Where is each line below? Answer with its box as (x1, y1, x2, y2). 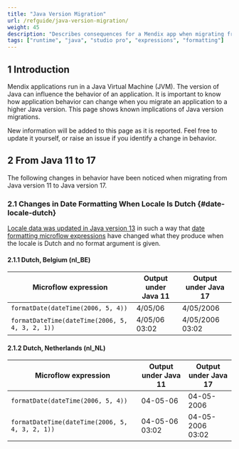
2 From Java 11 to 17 (7, 155, 96, 167)
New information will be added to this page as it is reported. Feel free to (7, 126, 218, 135)
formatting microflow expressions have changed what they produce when (7, 232, 224, 240)
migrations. (7, 112, 41, 121)
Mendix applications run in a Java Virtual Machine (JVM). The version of (7, 82, 219, 91)
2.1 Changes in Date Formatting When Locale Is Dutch (7, 199, 196, 209)
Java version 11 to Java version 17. (7, 181, 107, 190)
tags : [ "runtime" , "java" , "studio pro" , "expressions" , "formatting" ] (7, 37, 224, 44)
